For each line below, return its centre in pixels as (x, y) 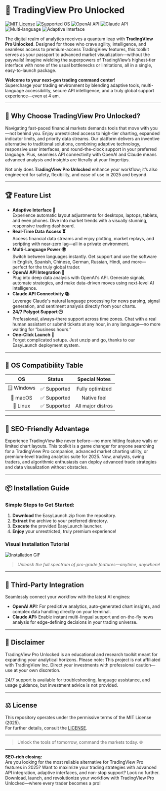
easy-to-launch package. (31, 70)
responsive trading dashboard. (43, 226)
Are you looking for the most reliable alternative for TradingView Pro (74, 762)
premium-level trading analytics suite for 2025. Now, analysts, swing (75, 457)
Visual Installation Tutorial (37, 544)
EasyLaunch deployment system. (46, 345)
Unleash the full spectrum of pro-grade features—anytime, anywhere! (89, 565)
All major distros (94, 406)
